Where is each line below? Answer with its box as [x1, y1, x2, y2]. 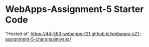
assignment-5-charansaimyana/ [5, 36, 72, 42]
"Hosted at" [5, 30, 30, 36]
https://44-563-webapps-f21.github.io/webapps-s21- [30, 30, 141, 36]
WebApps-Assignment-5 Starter [5, 3, 144, 15]
